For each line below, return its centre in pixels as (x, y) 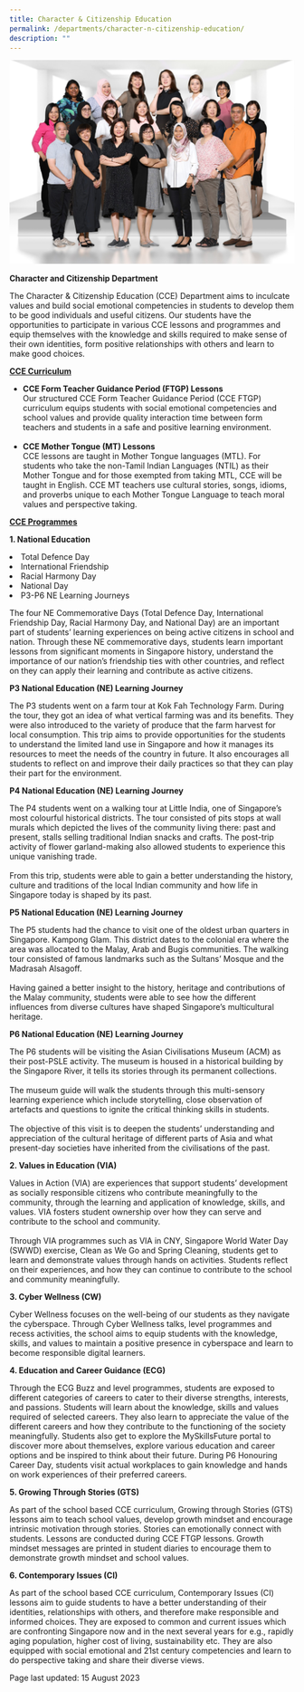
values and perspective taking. (80, 505)
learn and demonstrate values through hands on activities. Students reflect (149, 1260)
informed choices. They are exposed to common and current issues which (148, 1622)
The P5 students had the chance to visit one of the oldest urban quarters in (149, 930)
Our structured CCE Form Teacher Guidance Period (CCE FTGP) (142, 399)
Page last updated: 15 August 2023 (75, 1678)
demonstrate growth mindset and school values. (100, 1558)
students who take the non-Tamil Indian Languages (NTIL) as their (146, 466)
